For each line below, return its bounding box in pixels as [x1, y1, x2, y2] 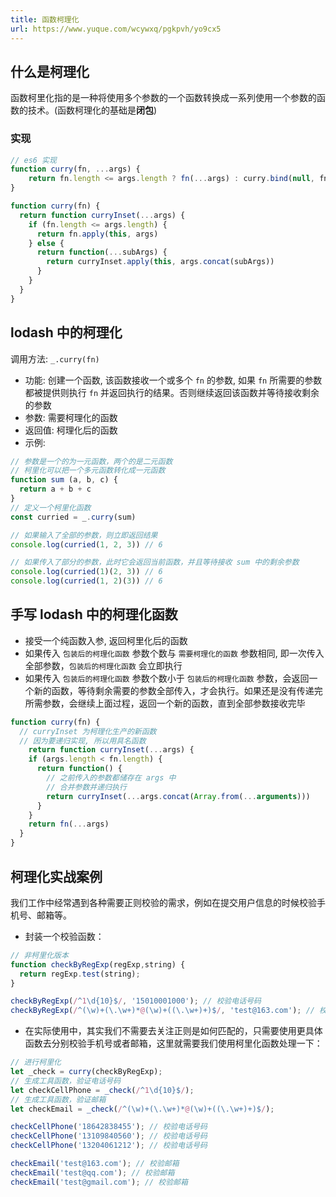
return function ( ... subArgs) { [36, 247, 168, 258]
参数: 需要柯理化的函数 [24, 411, 118, 423]
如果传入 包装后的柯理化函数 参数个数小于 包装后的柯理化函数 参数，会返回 [24, 672, 310, 684]
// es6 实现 [10, 155, 57, 165]
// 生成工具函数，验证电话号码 [10, 1076, 122, 1086]
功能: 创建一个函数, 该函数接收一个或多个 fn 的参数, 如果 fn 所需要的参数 [24, 374, 323, 386]
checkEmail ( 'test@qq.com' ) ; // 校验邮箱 [10, 1167, 175, 1178]
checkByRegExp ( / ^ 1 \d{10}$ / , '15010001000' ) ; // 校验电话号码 [10, 996, 262, 1006]
